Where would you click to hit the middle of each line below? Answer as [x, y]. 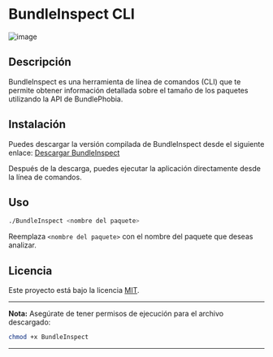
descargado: [30, 322]
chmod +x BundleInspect [49, 338]
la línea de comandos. [45, 177]
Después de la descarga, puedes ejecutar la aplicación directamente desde [135, 168]
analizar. [22, 245]
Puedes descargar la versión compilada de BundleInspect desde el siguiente [136, 144]
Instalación [37, 125]
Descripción [40, 62]
